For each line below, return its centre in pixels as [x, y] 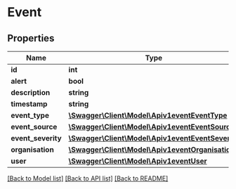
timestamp [29, 104]
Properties [31, 38]
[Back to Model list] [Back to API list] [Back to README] [88, 178]
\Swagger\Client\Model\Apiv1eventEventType [148, 115]
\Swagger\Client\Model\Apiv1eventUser [138, 161]
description [31, 92]
